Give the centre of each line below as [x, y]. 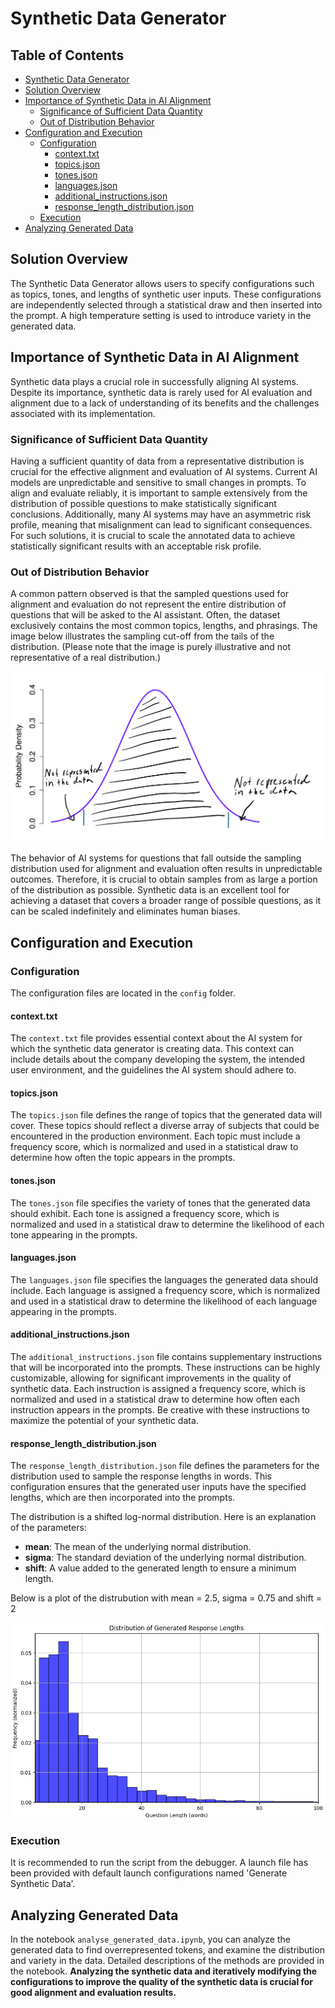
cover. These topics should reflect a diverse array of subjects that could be [165, 1126]
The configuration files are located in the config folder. [123, 993]
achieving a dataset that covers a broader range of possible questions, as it [166, 901]
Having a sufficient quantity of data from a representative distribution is [157, 461]
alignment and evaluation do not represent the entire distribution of [148, 604]
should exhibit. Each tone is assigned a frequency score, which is [145, 1213]
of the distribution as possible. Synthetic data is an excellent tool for [150, 890]
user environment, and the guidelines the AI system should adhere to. [153, 1070]
